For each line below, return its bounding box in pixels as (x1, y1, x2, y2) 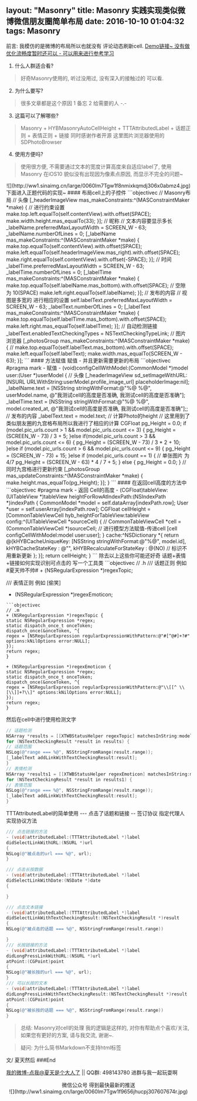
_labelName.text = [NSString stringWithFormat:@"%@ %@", (6, 384, 152, 391)
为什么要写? (14, 87, 43, 94)
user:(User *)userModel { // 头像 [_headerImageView (6, 371, 134, 378)
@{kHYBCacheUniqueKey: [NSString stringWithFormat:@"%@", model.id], (6, 537, 186, 544)
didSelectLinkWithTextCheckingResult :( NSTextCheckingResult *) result (6, 915, 180, 921)
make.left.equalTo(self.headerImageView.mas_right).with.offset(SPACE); (6, 249, 181, 256)
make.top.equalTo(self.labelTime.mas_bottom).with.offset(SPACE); (6, 316, 167, 323)
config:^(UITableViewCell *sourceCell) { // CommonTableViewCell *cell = (6, 518, 182, 525)
